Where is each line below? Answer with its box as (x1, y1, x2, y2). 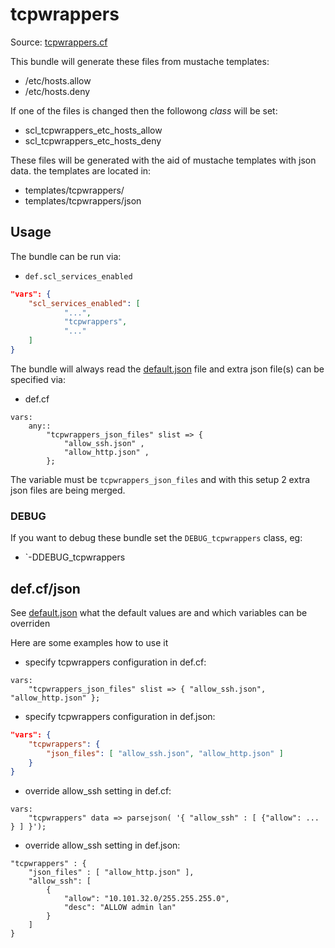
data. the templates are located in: (10, 164, 152, 177)
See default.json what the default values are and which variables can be (10, 606, 308, 618)
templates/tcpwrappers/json (24, 194, 142, 207)
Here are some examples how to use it (10, 636, 169, 648)
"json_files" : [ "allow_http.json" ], (28, 868, 195, 878)
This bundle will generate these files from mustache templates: (10, 55, 270, 67)
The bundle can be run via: (10, 250, 122, 262)
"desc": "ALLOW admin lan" (63, 903, 177, 913)
